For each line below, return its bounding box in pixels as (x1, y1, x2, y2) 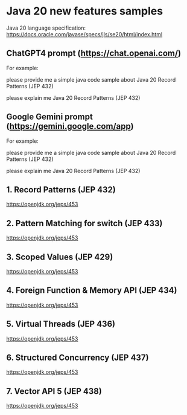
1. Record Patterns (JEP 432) (6, 185, 116, 195)
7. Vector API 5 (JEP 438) (6, 386, 103, 396)
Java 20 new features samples (6, 4, 163, 18)
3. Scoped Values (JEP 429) (6, 252, 113, 262)
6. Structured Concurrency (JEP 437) (6, 353, 149, 363)
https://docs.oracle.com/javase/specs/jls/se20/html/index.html (6, 30, 163, 38)
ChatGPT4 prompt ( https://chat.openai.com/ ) (6, 48, 182, 59)
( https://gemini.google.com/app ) (6, 121, 134, 131)
